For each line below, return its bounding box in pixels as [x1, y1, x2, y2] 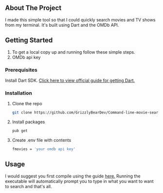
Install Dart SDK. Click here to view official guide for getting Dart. [5, 77, 135, 83]
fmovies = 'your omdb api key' [12, 146, 76, 152]
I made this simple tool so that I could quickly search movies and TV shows [5, 17, 156, 22]
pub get [12, 129, 28, 134]
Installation [5, 90, 33, 96]
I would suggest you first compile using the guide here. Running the [5, 173, 141, 179]
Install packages [12, 119, 45, 125]
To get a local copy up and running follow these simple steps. [12, 49, 135, 55]
